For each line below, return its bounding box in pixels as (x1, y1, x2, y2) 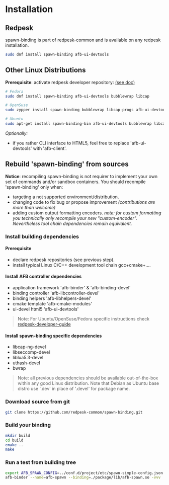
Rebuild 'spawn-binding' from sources (5, 160, 129, 169)
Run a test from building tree (5, 459, 76, 466)
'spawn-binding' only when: (5, 184, 63, 190)
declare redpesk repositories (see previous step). (12, 257, 115, 263)
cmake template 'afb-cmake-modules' (12, 301, 92, 307)
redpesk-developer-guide (17, 321, 71, 328)
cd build (5, 438, 24, 443)
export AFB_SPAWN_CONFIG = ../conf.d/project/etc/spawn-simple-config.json (5, 470, 163, 475)
